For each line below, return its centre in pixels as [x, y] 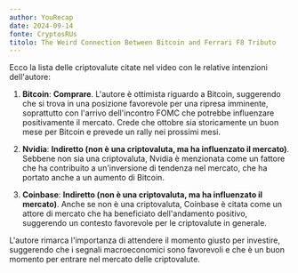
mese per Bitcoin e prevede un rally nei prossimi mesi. [121, 132]
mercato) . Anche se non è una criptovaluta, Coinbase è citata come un [152, 205]
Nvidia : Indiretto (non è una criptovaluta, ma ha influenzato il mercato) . [156, 149]
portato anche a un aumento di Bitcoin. [93, 178]
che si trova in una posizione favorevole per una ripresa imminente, [145, 104]
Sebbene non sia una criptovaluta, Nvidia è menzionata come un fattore [153, 159]
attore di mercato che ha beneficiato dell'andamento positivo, [135, 213]
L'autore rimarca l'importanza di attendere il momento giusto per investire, [145, 240]
